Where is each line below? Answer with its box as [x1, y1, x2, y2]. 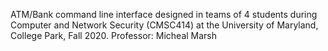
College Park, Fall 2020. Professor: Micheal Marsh [10, 30, 218, 41]
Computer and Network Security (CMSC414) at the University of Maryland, [10, 19, 319, 31]
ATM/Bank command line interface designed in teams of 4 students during [10, 9, 318, 20]
